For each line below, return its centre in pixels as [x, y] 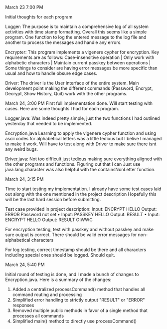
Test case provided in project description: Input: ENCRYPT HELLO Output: [81, 209]
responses [23, 305]
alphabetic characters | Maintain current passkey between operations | [78, 63]
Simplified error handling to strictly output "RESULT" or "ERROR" [79, 300]
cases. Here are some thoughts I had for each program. [62, 109]
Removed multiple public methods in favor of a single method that [80, 311]
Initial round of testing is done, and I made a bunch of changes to [72, 274]
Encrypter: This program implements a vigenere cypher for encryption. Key [82, 52]
